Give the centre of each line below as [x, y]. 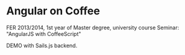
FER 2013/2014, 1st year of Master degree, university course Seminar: [93, 27]
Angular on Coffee [53, 11]
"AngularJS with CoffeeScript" [44, 33]
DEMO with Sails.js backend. [42, 45]
